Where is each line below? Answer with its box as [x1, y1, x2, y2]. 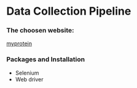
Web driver [15, 75, 44, 83]
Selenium [15, 69, 39, 76]
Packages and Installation [6, 55, 85, 64]
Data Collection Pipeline [6, 4, 131, 18]
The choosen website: [6, 26, 74, 35]
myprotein [6, 40, 33, 47]
